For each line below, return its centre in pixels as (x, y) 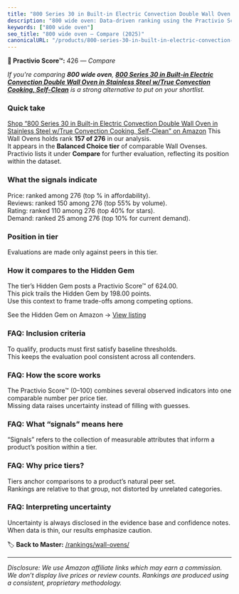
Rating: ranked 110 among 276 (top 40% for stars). (81, 210)
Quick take (26, 108)
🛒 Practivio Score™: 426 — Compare (62, 61)
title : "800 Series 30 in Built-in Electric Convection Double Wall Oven (119, 14)
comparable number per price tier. (58, 398)
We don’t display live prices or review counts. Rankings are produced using (118, 575)
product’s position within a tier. (52, 447)
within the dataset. (34, 162)
